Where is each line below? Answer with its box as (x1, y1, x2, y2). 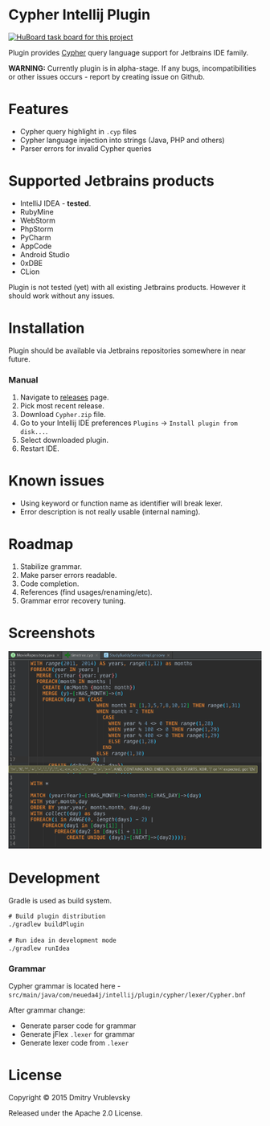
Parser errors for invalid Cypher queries (19, 143, 152, 154)
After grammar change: (8, 1005, 86, 1015)
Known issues (8, 472, 104, 490)
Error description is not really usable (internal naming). (19, 506, 201, 516)
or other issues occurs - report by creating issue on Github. (8, 72, 205, 81)
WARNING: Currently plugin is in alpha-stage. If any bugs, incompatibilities (8, 63, 257, 73)
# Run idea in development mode (8, 936, 117, 944)
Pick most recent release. (19, 401, 104, 411)
